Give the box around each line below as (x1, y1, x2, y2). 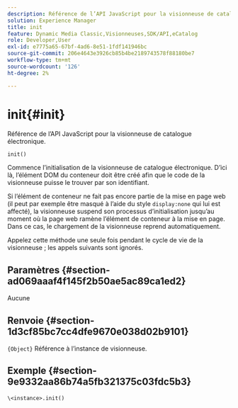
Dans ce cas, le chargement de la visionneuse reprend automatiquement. (7, 222, 221, 231)
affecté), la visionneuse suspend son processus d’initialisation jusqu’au (7, 207, 215, 216)
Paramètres (7, 263, 60, 276)
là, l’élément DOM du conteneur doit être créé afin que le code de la (7, 171, 205, 179)
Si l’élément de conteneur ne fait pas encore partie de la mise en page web (7, 192, 226, 200)
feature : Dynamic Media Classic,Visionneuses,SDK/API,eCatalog (7, 30, 198, 38)
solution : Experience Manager (7, 17, 97, 24)
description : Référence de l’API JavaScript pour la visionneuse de (7, 10, 214, 18)
